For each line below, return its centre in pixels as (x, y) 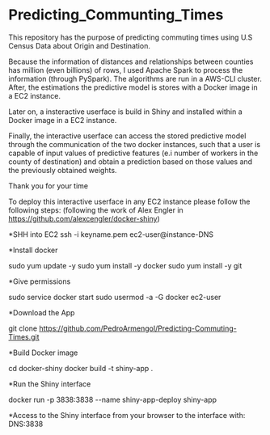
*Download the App (42, 312)
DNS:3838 (26, 424)
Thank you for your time (49, 186)
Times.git (24, 336)
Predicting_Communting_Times (116, 15)
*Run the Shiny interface (50, 384)
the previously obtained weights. (63, 170)
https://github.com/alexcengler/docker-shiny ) (84, 218)
